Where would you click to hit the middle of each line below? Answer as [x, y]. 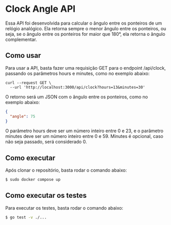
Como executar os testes [46, 196]
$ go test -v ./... [26, 217]
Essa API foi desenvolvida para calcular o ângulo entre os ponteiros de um [84, 23]
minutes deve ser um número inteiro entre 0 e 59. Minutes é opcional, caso [84, 136]
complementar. [21, 39]
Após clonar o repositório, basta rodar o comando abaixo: [66, 170]
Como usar [23, 56]
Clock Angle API [40, 9]
